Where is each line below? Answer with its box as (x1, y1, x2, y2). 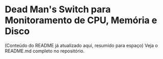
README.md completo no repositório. (5, 48, 85, 54)
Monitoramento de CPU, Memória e (5, 14, 157, 26)
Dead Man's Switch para (5, 4, 111, 15)
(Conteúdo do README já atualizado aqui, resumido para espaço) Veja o (5, 42, 158, 48)
